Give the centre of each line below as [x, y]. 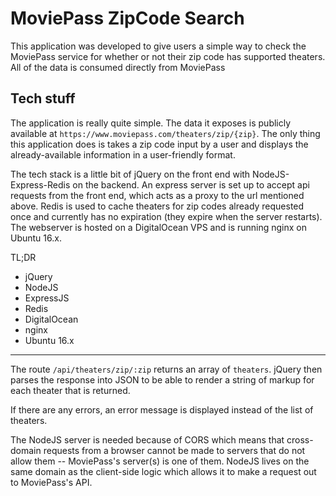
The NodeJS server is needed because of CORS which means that [147, 439]
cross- [300, 439]
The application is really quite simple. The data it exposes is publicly [151, 123]
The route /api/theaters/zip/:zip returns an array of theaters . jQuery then [166, 369]
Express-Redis [40, 184]
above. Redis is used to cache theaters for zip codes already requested [157, 206]
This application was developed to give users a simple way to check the [158, 46]
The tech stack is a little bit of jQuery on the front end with [130, 174]
